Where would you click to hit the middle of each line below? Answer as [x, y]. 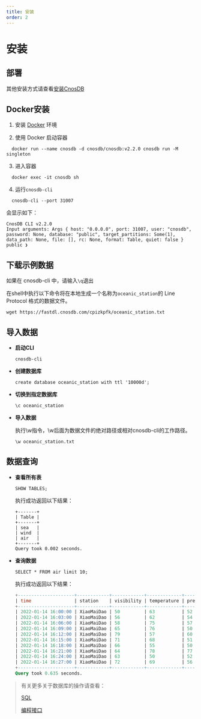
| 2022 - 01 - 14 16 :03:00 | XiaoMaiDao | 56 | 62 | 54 [104, 617]
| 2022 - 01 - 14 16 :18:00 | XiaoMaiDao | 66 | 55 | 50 [104, 645]
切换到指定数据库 [36, 394]
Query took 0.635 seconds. [49, 673]
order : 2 [17, 17]
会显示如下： [22, 213]
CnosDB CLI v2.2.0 [29, 224]
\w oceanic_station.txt [45, 441]
